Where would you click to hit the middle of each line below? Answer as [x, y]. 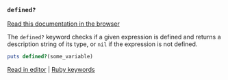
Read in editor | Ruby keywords [51, 70]
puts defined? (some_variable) [50, 57]
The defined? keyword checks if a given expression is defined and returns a [114, 37]
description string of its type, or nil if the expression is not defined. [102, 44]
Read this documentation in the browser [63, 24]
